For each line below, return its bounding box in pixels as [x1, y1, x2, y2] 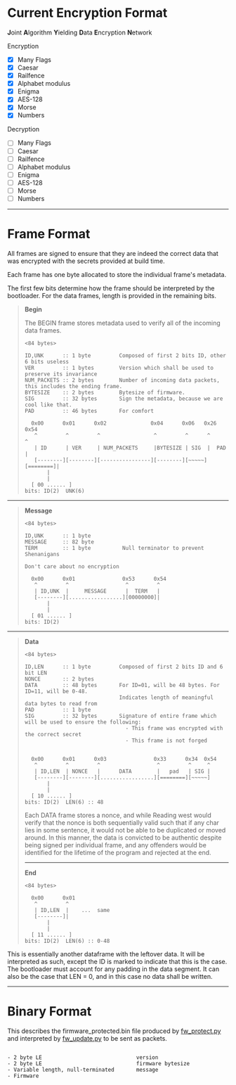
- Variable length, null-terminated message [7, 1066, 159, 1073]
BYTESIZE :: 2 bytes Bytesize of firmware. [24, 389, 185, 396]
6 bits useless [24, 358, 70, 365]
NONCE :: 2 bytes [24, 675, 95, 683]
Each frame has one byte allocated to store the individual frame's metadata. [7, 270, 227, 278]
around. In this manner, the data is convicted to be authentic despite [24, 833, 222, 842]
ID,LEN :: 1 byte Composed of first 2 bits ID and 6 [24, 663, 223, 670]
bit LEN [24, 669, 47, 676]
